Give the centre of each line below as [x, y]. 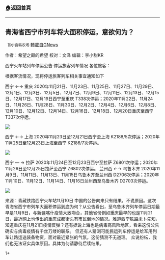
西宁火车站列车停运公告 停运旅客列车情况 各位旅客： [58, 66]
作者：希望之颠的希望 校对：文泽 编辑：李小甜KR [55, 55]
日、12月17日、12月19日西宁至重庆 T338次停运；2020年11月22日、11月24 [79, 99]
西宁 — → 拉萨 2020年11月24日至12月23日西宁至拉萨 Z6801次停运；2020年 [82, 162]
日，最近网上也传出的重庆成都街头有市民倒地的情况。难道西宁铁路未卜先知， [82, 219]
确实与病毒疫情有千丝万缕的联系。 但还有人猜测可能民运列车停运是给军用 [79, 231]
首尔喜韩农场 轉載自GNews [33, 45]
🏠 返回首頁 [18, 7]
